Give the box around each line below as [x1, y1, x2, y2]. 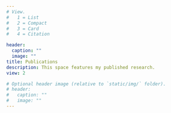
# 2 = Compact [6, 20, 47, 26]
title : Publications [6, 58, 59, 65]
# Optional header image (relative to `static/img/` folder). [6, 81, 166, 87]
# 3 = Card [6, 25, 39, 32]
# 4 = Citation [6, 31, 50, 37]
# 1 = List [6, 14, 39, 20]
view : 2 [6, 70, 26, 76]
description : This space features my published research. [6, 64, 155, 70]
